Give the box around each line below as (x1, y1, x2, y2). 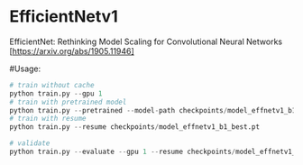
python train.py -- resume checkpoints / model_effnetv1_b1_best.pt (9, 123, 260, 132)
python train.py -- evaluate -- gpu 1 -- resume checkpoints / (9, 147, 236, 157)
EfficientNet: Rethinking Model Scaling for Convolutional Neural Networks (9, 36, 282, 47)
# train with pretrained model (9, 97, 127, 106)
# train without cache (9, 80, 95, 89)
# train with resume (9, 115, 87, 124)
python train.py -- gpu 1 (9, 88, 103, 98)
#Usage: (9, 63, 41, 74)
